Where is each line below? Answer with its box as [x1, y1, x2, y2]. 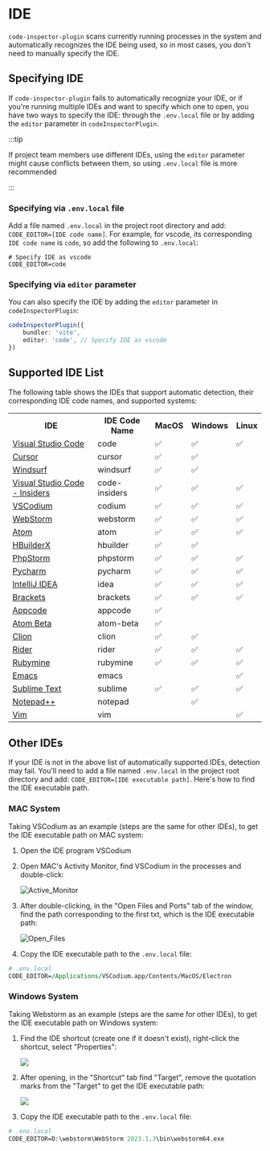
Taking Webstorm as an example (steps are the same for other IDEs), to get [8, 1009, 257, 1018]
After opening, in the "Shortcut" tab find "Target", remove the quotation [19, 1072, 256, 1082]
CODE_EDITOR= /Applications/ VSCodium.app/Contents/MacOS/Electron [8, 972, 231, 980]
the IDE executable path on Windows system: [8, 1018, 158, 1027]
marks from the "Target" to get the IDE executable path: [19, 1081, 205, 1091]
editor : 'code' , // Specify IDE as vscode [22, 337, 167, 345]
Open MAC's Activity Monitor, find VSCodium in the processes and [19, 861, 242, 871]
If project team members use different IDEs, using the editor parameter [8, 149, 245, 159]
